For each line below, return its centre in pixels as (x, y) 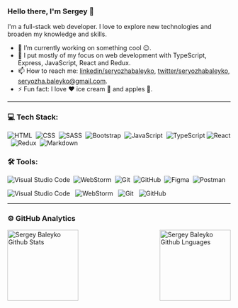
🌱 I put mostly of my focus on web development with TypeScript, (112, 55)
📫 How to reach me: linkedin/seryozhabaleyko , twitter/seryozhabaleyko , (124, 71)
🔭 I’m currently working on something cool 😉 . (84, 48)
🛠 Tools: (23, 161)
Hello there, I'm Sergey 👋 (51, 11)
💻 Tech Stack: (33, 118)
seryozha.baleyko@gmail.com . (62, 81)
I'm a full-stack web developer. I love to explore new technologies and (109, 27)
